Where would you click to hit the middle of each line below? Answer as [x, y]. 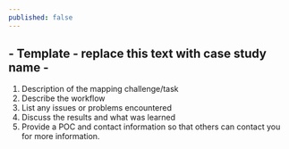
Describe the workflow [63, 98]
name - [29, 68]
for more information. [60, 137]
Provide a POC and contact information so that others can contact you [151, 127]
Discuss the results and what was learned [98, 118]
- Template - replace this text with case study [138, 54]
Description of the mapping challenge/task [100, 89]
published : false [41, 17]
